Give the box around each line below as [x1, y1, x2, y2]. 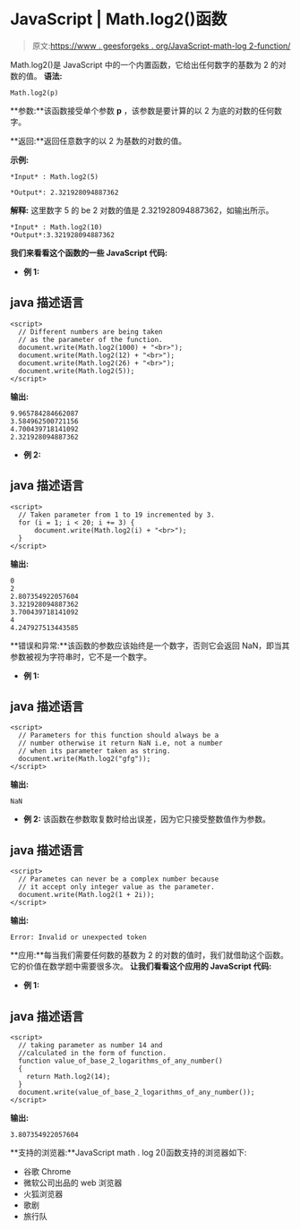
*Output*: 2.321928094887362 [10, 188, 119, 197]
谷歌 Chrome [22, 1166, 72, 1176]
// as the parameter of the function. [18, 335, 164, 344]
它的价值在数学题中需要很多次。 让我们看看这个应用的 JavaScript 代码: [10, 961, 272, 972]
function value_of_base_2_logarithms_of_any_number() [18, 1056, 223, 1065]
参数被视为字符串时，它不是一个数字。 [10, 651, 151, 662]
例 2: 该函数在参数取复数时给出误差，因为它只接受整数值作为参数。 [22, 814, 271, 824]
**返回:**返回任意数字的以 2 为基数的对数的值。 [10, 135, 187, 146]
